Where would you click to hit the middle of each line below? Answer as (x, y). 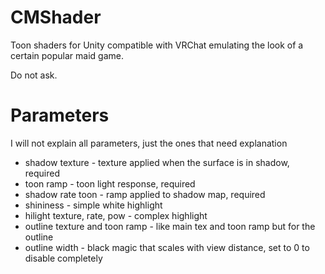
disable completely (63, 258)
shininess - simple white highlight (93, 205)
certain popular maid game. (67, 55)
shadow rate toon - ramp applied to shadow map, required (145, 194)
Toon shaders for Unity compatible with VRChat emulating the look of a (157, 45)
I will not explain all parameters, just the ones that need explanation (149, 143)
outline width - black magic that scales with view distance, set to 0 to (167, 247)
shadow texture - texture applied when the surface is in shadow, (157, 162)
